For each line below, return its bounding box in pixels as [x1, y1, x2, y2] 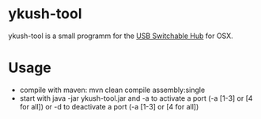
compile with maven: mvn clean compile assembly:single [19, 85, 206, 94]
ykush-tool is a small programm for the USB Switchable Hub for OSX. [8, 31, 233, 40]
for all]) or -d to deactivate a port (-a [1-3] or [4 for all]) [19, 102, 199, 111]
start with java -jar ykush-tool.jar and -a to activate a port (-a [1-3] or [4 [19, 93, 253, 103]
